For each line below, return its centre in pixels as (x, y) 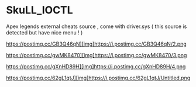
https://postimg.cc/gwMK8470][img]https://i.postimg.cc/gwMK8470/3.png (97, 55)
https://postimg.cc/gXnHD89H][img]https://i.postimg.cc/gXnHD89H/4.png (96, 66)
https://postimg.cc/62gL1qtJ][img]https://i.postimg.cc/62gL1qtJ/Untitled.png (98, 78)
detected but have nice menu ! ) (44, 32)
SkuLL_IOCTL (39, 10)
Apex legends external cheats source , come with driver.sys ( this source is (97, 26)
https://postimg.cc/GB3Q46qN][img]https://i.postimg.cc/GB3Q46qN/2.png (97, 44)
